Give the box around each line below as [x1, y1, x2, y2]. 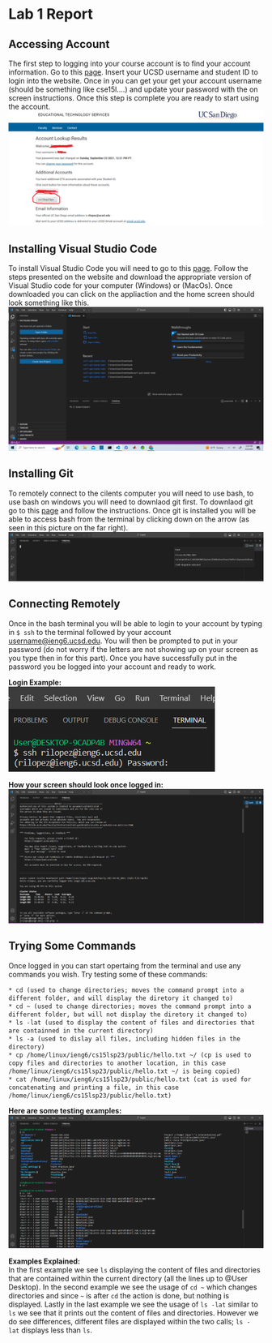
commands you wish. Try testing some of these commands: [8, 969, 208, 979]
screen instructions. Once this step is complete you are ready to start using [8, 93, 259, 102]
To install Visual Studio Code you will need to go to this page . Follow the [8, 264, 249, 273]
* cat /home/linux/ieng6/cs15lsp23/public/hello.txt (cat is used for [8, 1075, 252, 1083]
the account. [8, 102, 51, 111]
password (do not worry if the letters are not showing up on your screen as [8, 644, 259, 654]
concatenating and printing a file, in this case [8, 1083, 180, 1092]
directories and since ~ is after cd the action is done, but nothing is [8, 1291, 229, 1301]
